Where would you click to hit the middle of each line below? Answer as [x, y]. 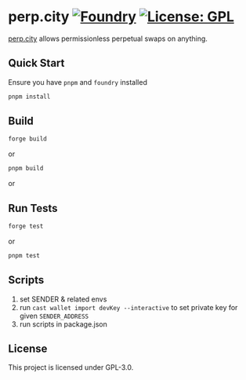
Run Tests [33, 208]
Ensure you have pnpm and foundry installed [78, 82]
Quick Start [36, 63]
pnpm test [24, 255]
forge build [27, 139]
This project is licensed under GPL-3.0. [71, 367]
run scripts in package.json [63, 324]
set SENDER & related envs [63, 299]
